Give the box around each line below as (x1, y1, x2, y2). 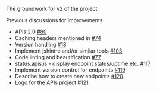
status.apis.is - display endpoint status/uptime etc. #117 (14, 60, 151, 67)
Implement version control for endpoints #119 (14, 66, 126, 73)
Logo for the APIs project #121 (14, 79, 89, 86)
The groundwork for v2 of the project (6, 5, 98, 12)
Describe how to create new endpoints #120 (14, 73, 124, 79)
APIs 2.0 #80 (14, 28, 47, 35)
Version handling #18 (14, 41, 67, 48)
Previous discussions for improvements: (6, 17, 104, 23)
